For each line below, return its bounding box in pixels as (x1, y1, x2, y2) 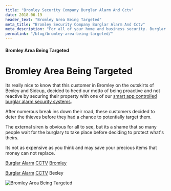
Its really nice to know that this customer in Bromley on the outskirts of (5, 82, 155, 88)
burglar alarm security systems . (5, 98, 72, 104)
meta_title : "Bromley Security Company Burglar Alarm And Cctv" (5, 22, 145, 27)
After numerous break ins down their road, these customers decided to (5, 108, 155, 114)
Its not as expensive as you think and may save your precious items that (5, 144, 157, 151)
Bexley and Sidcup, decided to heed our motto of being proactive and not (5, 88, 160, 94)
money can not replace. (5, 150, 55, 156)
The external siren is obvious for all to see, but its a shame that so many (5, 123, 157, 130)
